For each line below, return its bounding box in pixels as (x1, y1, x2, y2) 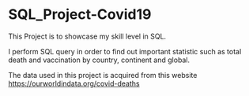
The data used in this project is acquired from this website (8, 70, 198, 79)
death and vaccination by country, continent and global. (8, 55, 191, 65)
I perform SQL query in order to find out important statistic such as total (8, 46, 242, 56)
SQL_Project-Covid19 (8, 6, 152, 24)
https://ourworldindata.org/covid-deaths (8, 79, 140, 88)
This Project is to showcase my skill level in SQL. (8, 31, 167, 41)
